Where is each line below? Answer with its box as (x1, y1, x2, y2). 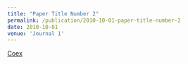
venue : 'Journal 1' (7, 30, 65, 37)
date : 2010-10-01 (7, 23, 58, 30)
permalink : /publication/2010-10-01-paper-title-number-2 (7, 17, 181, 24)
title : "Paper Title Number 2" (7, 10, 99, 18)
